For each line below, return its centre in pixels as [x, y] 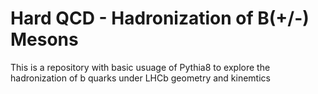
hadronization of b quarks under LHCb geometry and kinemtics [140, 78]
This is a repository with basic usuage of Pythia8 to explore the [140, 67]
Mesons [44, 39]
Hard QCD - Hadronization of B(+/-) [160, 18]
